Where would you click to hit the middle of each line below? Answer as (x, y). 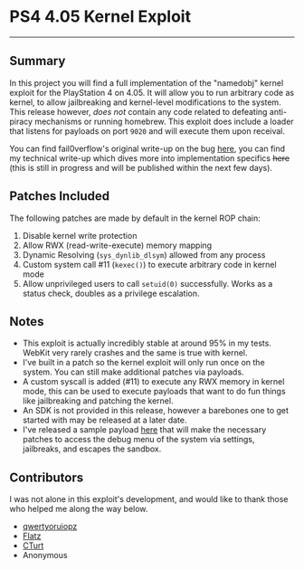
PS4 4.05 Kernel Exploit (100, 17)
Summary (38, 61)
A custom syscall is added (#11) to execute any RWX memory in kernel (153, 382)
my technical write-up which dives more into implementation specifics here (150, 158)
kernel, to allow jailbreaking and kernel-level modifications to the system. (146, 102)
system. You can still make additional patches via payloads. (133, 372)
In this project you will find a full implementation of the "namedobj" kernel (147, 82)
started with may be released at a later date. (104, 420)
